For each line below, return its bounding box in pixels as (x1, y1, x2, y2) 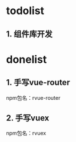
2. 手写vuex (6, 113, 49, 123)
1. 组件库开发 (6, 29, 53, 39)
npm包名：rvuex (6, 130, 47, 137)
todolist (6, 4, 45, 18)
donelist (6, 53, 47, 66)
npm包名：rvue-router (6, 94, 61, 101)
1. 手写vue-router (6, 77, 70, 87)
